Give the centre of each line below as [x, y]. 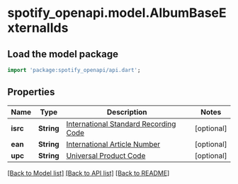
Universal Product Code [106, 155]
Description [127, 112]
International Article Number [113, 144]
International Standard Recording [121, 123]
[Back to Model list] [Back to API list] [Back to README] [89, 173]
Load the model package [63, 54]
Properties [31, 92]
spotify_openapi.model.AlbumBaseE [117, 13]
